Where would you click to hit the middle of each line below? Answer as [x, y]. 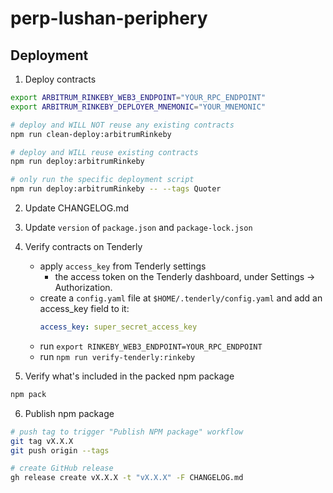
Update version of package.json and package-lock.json [138, 227]
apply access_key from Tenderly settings [123, 266]
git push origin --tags [60, 450]
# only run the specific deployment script [102, 180]
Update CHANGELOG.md [77, 208]
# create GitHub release [62, 468]
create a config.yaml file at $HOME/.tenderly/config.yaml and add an [181, 298]
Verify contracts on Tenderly [83, 246]
